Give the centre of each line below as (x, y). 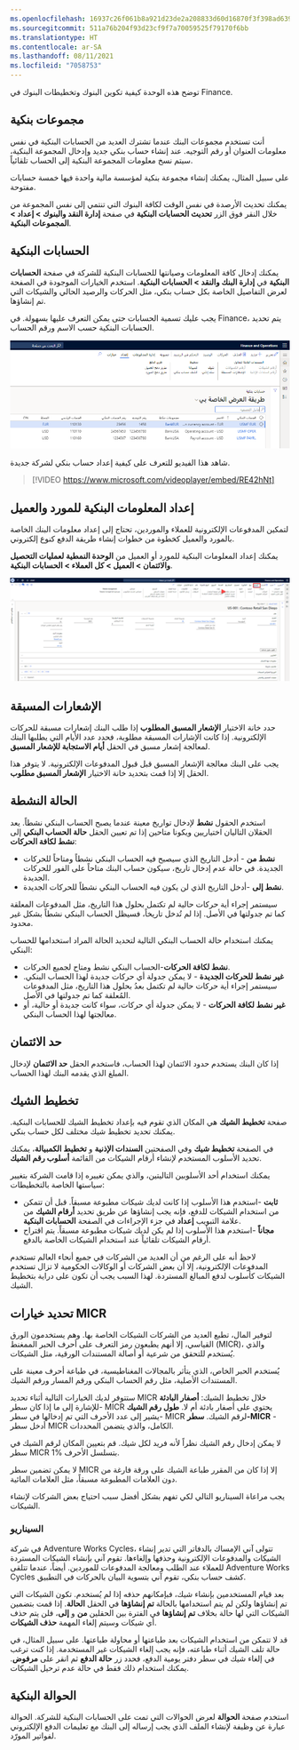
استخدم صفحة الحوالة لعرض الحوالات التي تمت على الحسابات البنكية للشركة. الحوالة (149, 1717)
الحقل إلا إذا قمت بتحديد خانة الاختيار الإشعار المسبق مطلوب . (110, 772)
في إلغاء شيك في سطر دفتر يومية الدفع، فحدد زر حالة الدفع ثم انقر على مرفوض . (142, 1658)
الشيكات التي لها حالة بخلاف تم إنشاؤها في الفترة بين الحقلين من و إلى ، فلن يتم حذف (149, 1612)
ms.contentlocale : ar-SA (56, 47)
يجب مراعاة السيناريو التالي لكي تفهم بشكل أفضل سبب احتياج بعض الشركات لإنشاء (147, 1497)
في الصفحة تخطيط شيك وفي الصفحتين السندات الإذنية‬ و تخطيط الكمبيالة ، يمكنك (142, 1149)
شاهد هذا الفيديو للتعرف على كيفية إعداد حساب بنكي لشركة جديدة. (120, 463)
